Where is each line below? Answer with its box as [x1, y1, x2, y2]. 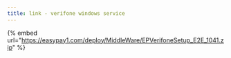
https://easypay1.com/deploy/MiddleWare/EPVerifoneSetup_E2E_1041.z [21, 35, 225, 44]
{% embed [7, 29, 38, 37]
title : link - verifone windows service [7, 10, 126, 17]
